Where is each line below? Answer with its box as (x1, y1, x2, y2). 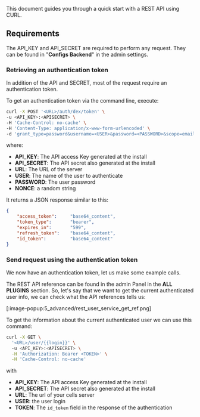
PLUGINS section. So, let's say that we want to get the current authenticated (6, 286, 194, 294)
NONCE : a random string (14, 185, 76, 192)
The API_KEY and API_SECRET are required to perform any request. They (6, 44, 186, 51)
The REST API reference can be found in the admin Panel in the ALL (6, 280, 173, 288)
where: (6, 141, 24, 149)
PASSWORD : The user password (14, 178, 96, 186)
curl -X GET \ (6, 334, 42, 340)
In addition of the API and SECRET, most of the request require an (6, 79, 167, 87)
